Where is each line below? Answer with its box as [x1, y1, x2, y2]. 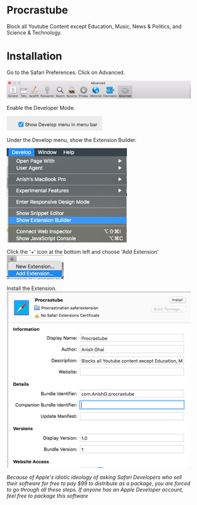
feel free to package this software [6, 492, 88, 500]
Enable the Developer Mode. [6, 105, 75, 112]
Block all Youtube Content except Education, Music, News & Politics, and [6, 23, 182, 30]
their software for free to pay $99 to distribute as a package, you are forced [6, 480, 191, 487]
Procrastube [6, 4, 68, 17]
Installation [6, 50, 63, 63]
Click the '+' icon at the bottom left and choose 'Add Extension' [6, 248, 159, 255]
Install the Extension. [6, 285, 57, 292]
